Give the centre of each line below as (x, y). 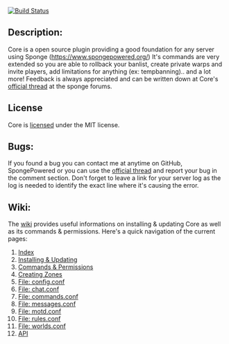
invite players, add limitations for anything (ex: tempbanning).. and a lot (109, 71)
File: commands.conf (48, 297)
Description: (35, 32)
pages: (18, 239)
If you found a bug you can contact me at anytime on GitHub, (95, 163)
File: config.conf (41, 282)
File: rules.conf (39, 319)
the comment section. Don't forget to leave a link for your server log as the (114, 178)
